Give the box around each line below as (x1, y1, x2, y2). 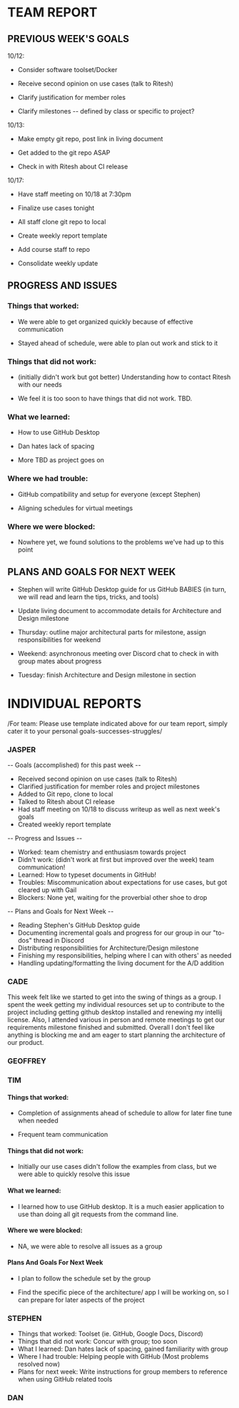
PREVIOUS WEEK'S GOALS (7, 33, 130, 45)
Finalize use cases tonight (17, 204, 95, 212)
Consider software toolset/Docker (17, 66, 118, 74)
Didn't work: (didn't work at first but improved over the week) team (17, 855, 215, 863)
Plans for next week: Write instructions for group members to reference (17, 1367, 228, 1376)
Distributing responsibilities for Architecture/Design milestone (17, 943, 199, 952)
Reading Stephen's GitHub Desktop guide (17, 921, 141, 929)
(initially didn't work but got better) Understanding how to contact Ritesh (17, 373, 231, 381)
